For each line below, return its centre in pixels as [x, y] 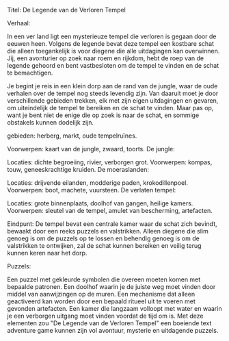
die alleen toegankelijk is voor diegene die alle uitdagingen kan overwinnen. [113, 51]
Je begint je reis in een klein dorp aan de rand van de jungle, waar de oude [112, 86]
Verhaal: [19, 23]
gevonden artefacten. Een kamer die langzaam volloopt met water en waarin [114, 308]
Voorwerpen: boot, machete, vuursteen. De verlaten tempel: [92, 190]
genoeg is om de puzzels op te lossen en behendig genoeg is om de [103, 238]
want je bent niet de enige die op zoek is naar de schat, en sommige [103, 115]
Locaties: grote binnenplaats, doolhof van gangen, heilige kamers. [100, 203]
